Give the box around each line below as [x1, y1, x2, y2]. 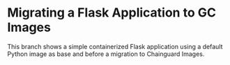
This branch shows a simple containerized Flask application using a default [7, 42, 223, 50]
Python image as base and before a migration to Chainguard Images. [7, 50, 205, 58]
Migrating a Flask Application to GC [7, 5, 216, 21]
